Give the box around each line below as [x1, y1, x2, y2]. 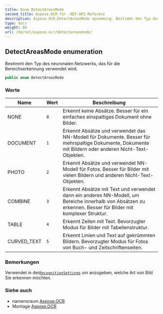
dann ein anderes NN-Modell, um [63, 192, 139, 198]
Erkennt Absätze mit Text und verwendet [63, 186, 156, 192]
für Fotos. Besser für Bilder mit [79, 166, 149, 173]
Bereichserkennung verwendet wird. [5, 66, 78, 71]
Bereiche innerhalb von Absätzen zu [63, 198, 146, 205]
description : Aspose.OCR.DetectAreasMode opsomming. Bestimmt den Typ [5, 16, 151, 21]
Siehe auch [5, 287, 33, 294]
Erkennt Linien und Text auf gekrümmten [63, 232, 156, 239]
